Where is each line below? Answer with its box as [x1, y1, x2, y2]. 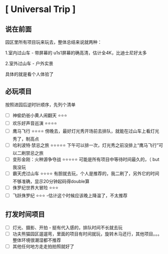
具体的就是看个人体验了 [5, 71, 54, 77]
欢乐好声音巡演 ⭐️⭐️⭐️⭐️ [12, 120, 58, 126]
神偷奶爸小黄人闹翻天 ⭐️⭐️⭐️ [12, 112, 68, 118]
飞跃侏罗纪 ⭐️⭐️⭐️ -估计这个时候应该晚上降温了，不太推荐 [12, 192, 128, 198]
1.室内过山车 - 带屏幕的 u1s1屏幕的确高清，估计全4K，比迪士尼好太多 [5, 50, 147, 56]
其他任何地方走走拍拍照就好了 [12, 243, 74, 249]
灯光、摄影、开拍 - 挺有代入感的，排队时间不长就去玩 [12, 224, 123, 230]
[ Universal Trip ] [5, 4, 76, 15]
